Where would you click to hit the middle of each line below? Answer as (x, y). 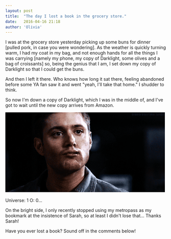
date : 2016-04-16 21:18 (33, 21)
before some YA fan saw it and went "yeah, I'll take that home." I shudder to (85, 85)
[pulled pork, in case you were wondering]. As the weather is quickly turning (86, 47)
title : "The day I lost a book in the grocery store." (66, 16)
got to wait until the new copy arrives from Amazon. (60, 105)
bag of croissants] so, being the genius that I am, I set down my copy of (81, 64)
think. (11, 90)
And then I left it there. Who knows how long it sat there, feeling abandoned (85, 79)
